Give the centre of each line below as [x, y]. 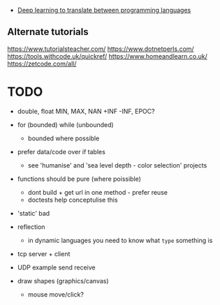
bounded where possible [64, 138]
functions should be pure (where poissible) [79, 179]
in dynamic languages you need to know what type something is [120, 240]
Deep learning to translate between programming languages [104, 10]
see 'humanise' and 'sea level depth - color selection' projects [117, 165]
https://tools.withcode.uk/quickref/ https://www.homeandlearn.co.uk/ [107, 56]
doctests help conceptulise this [73, 200]
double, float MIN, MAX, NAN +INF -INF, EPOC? [86, 111]
